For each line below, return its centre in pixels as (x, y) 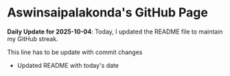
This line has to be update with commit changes (75, 52)
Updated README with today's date (68, 65)
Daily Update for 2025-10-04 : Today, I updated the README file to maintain (115, 31)
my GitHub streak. (33, 38)
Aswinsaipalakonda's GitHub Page (107, 13)
